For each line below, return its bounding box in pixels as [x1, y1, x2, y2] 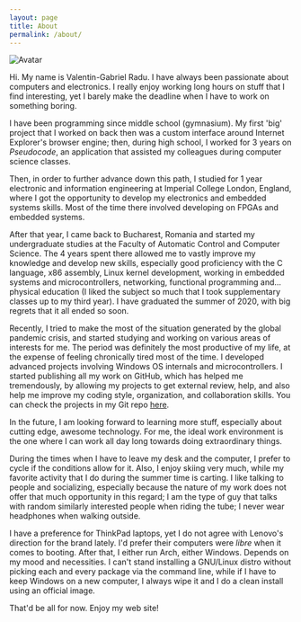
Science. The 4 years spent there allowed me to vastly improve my [9, 248, 256, 259]
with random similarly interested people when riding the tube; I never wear [9, 501, 285, 512]
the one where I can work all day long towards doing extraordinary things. [9, 436, 283, 447]
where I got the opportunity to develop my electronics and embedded [9, 192, 267, 203]
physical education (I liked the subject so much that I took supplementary [9, 287, 281, 298]
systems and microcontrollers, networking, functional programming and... [9, 277, 281, 288]
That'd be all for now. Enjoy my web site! [9, 603, 159, 614]
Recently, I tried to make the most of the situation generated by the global [9, 323, 281, 333]
